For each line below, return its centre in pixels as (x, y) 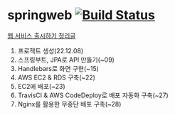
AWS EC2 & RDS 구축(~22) (57, 77)
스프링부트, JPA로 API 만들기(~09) (66, 60)
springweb (40, 15)
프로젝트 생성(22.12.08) (51, 50)
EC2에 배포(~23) (41, 86)
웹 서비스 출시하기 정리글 (42, 35)
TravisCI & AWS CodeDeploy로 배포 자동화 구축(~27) (93, 95)
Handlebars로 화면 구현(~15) (58, 68)
